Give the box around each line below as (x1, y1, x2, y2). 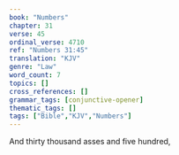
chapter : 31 (9, 21, 53, 30)
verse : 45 (9, 29, 46, 38)
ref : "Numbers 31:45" (9, 46, 89, 55)
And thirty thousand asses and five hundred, (9, 136, 171, 147)
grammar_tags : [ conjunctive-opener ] (9, 95, 144, 105)
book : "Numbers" (9, 12, 69, 22)
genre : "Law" (9, 63, 57, 72)
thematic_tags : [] (9, 104, 77, 112)
